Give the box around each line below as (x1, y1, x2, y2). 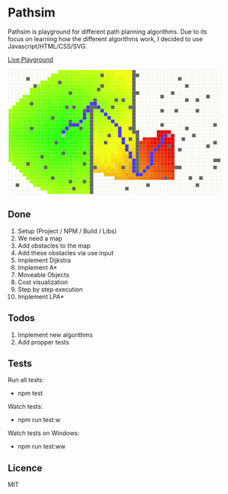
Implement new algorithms (17, 331, 93, 339)
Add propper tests (17, 338, 69, 346)
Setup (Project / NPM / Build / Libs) (17, 226, 117, 235)
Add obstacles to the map (17, 242, 91, 250)
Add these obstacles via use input (17, 248, 114, 257)
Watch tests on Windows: (8, 429, 80, 437)
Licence (8, 462, 43, 474)
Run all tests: (8, 376, 44, 384)
